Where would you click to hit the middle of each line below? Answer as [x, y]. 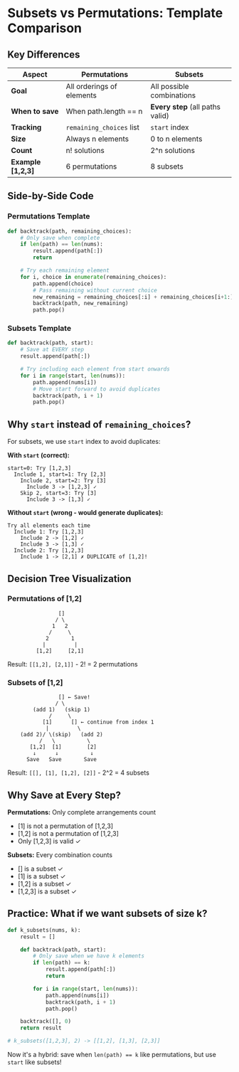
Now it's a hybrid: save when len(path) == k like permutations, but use [112, 1055]
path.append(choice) [63, 283]
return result [41, 1028]
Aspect [35, 74]
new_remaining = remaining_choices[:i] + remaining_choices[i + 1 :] [133, 297]
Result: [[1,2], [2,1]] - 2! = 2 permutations [73, 664]
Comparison [45, 28]
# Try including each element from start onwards [95, 369]
